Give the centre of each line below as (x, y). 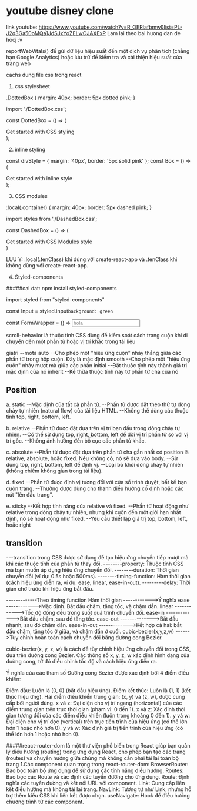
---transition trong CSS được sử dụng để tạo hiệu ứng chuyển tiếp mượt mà (97, 557)
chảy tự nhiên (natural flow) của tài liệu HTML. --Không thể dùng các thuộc (97, 410)
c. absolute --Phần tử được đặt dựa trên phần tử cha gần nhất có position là (98, 452)
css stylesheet (32, 86)
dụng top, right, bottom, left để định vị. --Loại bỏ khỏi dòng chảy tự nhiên (95, 464)
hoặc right (19, 525)
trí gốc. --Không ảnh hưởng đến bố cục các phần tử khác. (76, 440)
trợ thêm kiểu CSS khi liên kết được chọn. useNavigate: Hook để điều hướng (98, 795)
